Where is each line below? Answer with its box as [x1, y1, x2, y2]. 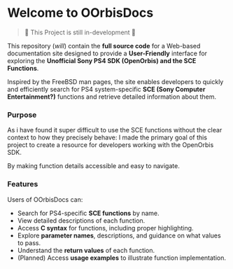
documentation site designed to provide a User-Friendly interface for [7, 49, 208, 57]
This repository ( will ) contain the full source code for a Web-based [7, 41, 201, 50]
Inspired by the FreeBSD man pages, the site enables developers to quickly [7, 77, 224, 85]
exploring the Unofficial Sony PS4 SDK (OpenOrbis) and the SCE [7, 56, 197, 64]
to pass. [17, 238, 41, 247]
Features [7, 179, 38, 189]
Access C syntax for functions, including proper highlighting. [17, 223, 194, 232]
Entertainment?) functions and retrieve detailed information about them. [7, 92, 217, 101]
